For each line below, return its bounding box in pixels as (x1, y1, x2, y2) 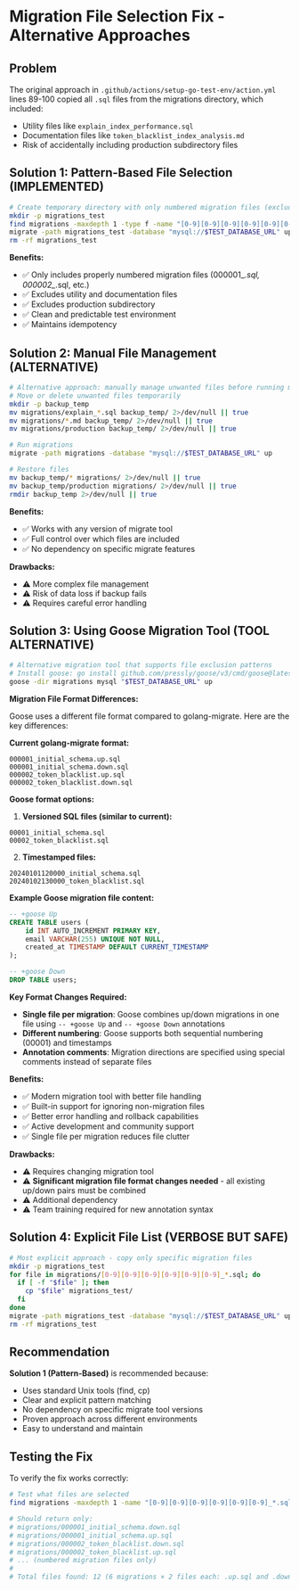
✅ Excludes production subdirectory (21, 299, 156, 309)
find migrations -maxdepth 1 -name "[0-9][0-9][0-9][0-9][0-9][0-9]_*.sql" (9, 1498, 296, 1508)
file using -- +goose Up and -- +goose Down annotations (21, 1018, 225, 1029)
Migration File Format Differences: (9, 693, 139, 704)
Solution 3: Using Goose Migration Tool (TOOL (9, 622, 270, 638)
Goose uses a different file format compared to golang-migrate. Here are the (9, 711, 290, 721)
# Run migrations (9, 441, 74, 449)
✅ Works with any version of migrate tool (21, 523, 174, 534)
